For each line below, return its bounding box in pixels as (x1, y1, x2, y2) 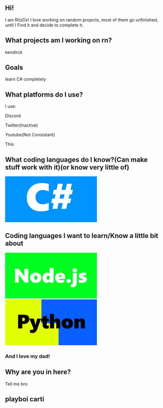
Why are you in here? (5, 368, 71, 376)
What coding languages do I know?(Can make (5, 155, 148, 164)
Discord (5, 113, 21, 119)
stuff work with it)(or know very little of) (5, 163, 130, 172)
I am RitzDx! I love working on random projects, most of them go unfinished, (5, 17, 159, 22)
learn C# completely (5, 76, 46, 82)
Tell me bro (5, 381, 28, 387)
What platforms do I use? (5, 90, 83, 99)
